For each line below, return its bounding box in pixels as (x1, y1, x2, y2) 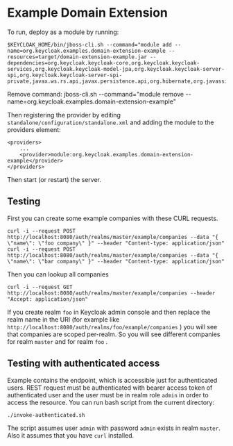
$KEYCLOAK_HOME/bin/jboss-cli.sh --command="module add (7, 41, 172, 48)
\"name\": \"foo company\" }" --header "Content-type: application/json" (7, 240, 225, 247)
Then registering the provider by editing (7, 110, 121, 119)
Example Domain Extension (7, 5, 169, 21)
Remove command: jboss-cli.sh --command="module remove (7, 90, 184, 98)
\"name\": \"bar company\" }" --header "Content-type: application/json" (7, 258, 225, 265)
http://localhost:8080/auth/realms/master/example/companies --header (7, 290, 216, 297)
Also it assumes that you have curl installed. (7, 431, 135, 439)
